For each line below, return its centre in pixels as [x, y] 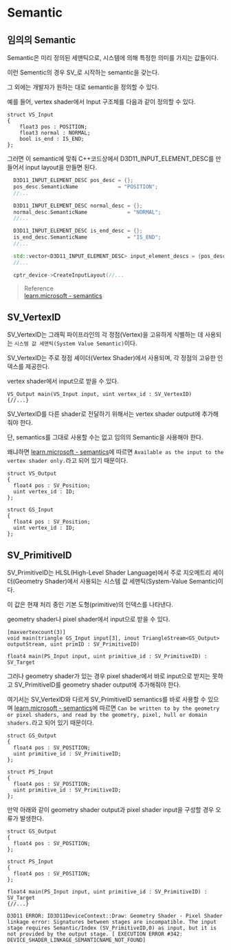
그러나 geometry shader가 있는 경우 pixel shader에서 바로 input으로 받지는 [109, 676]
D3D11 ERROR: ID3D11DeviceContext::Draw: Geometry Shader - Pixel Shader [115, 916]
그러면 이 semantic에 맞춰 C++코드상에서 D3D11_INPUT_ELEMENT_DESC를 [111, 159]
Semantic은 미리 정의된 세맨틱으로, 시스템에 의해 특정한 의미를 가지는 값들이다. [113, 58]
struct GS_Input [30, 510]
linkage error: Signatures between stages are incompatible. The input [112, 922]
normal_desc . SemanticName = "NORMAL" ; [87, 212]
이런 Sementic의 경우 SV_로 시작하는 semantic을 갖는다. [83, 72]
